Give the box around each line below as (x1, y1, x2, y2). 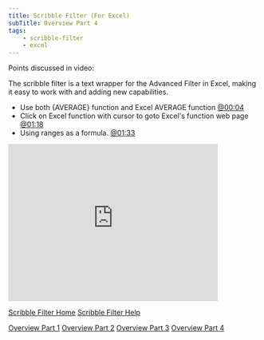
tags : (8, 26, 26, 34)
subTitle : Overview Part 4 (8, 19, 98, 27)
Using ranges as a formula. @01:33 (19, 128, 136, 138)
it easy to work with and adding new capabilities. (8, 87, 169, 97)
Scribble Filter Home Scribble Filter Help (8, 308, 141, 318)
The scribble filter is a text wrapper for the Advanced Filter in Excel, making (8, 79, 257, 89)
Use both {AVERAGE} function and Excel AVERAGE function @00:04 (19, 103, 245, 113)
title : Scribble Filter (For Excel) (8, 11, 130, 20)
